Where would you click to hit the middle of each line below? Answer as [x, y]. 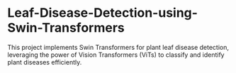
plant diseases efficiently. [45, 62]
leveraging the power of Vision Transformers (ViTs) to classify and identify [116, 55]
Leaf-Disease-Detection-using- [103, 13]
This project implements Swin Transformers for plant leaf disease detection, [118, 47]
